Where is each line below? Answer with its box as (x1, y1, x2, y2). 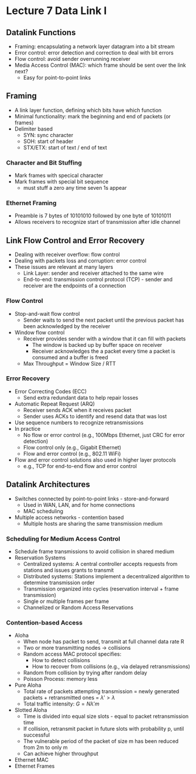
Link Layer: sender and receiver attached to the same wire (23, 270, 164, 277)
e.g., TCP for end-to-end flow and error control (23, 462, 137, 469)
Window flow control (14, 329, 65, 336)
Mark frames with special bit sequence (14, 178, 109, 185)
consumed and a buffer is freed (32, 353, 108, 361)
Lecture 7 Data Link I (6, 4, 107, 18)
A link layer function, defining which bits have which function (14, 107, 162, 114)
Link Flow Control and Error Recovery (6, 236, 145, 246)
